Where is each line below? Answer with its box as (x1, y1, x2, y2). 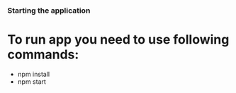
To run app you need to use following (7, 32, 230, 48)
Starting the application (7, 6, 91, 15)
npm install (17, 70, 50, 78)
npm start (17, 77, 46, 86)
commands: (7, 46, 79, 63)
